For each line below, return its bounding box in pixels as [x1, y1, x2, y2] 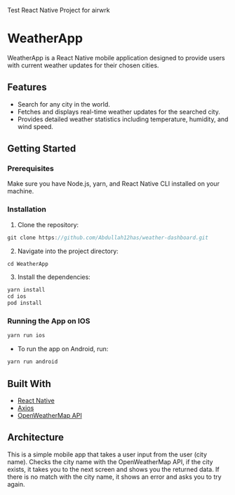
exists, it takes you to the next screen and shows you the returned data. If [7, 465, 220, 473]
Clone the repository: [17, 220, 79, 229]
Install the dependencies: [17, 273, 91, 281]
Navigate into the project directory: [17, 247, 119, 255]
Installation [7, 205, 47, 215]
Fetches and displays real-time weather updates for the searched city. [17, 107, 221, 116]
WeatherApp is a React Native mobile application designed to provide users [7, 53, 226, 62]
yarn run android [7, 358, 58, 365]
